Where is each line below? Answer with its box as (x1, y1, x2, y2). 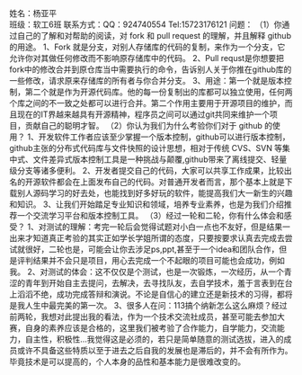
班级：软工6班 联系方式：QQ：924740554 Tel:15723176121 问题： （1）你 (9, 19, 282, 30)
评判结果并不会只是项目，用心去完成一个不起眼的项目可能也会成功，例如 (16, 255, 285, 265)
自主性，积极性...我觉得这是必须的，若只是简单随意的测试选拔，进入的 (24, 334, 285, 344)
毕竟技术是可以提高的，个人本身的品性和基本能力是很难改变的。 (9, 356, 245, 367)
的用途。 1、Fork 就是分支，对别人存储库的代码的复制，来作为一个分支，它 (9, 41, 286, 52)
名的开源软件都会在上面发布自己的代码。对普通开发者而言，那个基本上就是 (9, 176, 285, 187)
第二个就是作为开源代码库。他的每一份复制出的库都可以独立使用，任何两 (24, 86, 293, 97)
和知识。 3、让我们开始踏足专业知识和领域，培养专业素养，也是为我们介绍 (9, 199, 285, 210)
